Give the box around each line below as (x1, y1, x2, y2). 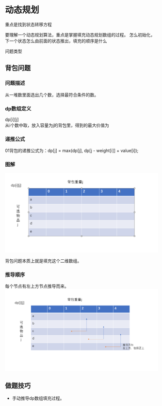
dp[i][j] (5, 116, 19, 122)
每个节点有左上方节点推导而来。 (5, 283, 69, 289)
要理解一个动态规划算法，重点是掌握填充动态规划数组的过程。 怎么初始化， (5, 32, 155, 38)
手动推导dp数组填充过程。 (12, 395, 65, 401)
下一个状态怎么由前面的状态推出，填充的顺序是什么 (5, 38, 107, 44)
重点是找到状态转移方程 (5, 21, 52, 27)
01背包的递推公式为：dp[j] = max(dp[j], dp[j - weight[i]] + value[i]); (5, 148, 139, 154)
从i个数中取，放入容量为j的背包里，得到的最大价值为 (5, 122, 109, 128)
